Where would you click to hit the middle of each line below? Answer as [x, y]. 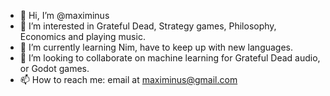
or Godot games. [54, 68]
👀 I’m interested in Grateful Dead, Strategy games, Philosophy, [148, 26]
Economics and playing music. [82, 36]
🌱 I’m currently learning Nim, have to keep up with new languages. [156, 47]
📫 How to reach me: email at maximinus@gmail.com [128, 79]
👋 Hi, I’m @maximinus [64, 15]
